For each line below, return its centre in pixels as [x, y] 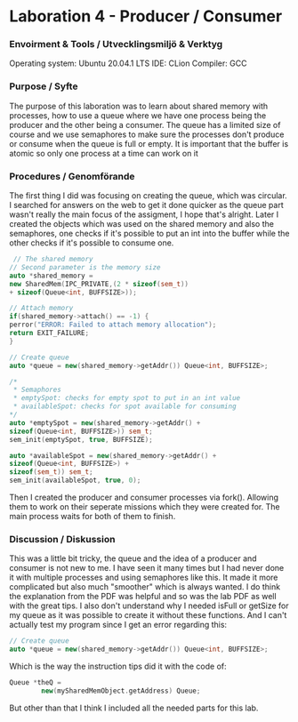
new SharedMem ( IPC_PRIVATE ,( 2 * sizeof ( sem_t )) [99, 284]
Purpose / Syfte [44, 86]
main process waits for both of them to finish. [93, 517]
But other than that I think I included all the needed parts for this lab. [134, 708]
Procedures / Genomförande [72, 176]
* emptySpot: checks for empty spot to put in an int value [127, 398]
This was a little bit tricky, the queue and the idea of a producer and [133, 558]
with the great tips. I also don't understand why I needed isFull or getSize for [149, 606]
